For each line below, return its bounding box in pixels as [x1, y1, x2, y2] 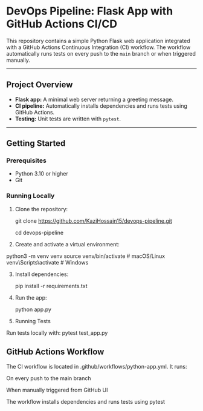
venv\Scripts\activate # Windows [6, 258, 89, 266]
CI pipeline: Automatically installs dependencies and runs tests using [14, 102, 187, 110]
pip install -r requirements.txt [14, 282, 88, 289]
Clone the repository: [14, 205, 68, 212]
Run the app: [14, 294, 47, 301]
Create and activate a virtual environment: [14, 240, 120, 248]
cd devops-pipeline [14, 229, 64, 236]
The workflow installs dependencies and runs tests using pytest [6, 398, 165, 405]
